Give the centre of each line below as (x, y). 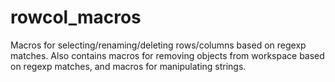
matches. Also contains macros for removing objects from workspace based (167, 55)
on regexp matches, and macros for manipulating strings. (128, 66)
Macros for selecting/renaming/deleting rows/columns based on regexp (158, 45)
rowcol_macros (76, 17)
